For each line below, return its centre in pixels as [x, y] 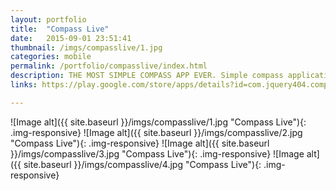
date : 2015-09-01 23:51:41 [71, 38]
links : [24, 85]
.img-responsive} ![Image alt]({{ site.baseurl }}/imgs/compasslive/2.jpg [156, 132]
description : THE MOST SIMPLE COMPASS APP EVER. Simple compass [147, 76]
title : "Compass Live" [60, 29]
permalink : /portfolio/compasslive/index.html [109, 66]
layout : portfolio [48, 19]
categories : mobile [51, 57]
